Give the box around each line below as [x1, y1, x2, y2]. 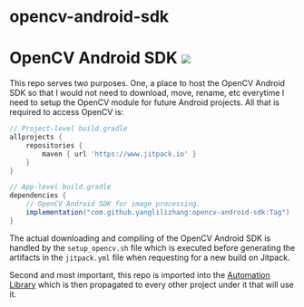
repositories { [25, 140, 83, 150]
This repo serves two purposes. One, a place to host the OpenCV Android [9, 78, 286, 89]
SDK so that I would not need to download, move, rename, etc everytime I [9, 88, 285, 99]
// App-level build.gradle [9, 183, 112, 192]
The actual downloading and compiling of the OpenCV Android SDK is [9, 233, 271, 244]
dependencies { [9, 191, 67, 200]
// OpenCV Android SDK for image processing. [25, 199, 201, 209]
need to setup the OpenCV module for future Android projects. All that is [9, 97, 279, 108]
